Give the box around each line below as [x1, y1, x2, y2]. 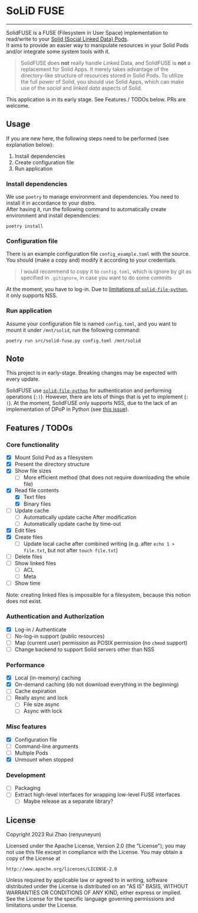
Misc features [6, 723, 47, 731]
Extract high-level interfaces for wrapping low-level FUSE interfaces [14, 791, 180, 798]
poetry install [6, 223, 44, 229]
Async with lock [23, 707, 62, 714]
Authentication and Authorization [6, 612, 104, 621]
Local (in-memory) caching [14, 674, 81, 681]
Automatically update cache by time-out [23, 520, 121, 527]
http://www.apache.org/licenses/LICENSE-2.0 [6, 866, 117, 872]
